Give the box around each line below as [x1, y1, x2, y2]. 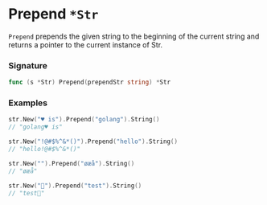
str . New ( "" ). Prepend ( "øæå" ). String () [8, 159, 135, 167]
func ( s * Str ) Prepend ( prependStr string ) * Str [8, 78, 171, 87]
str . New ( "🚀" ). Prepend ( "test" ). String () [8, 182, 142, 190]
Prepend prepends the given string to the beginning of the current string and [8, 31, 260, 41]
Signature [8, 59, 48, 71]
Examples [8, 97, 48, 109]
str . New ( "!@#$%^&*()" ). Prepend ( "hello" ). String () [8, 137, 179, 146]
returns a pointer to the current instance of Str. [8, 39, 163, 49]
